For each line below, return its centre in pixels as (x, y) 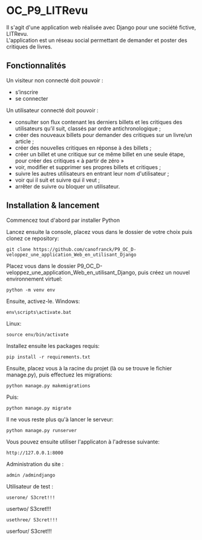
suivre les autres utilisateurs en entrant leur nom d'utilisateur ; (92, 173)
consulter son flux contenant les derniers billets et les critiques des (99, 122)
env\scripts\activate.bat (39, 312)
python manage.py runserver (42, 430)
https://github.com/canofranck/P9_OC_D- (85, 249)
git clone (19, 249)
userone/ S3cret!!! (31, 498)
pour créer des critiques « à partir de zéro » (70, 161)
